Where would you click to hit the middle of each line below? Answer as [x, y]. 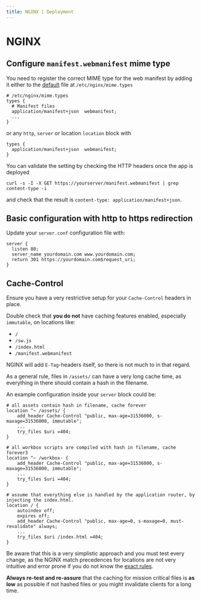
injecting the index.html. [40, 500]
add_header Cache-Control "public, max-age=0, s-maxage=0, [93, 521]
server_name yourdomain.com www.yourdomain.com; [74, 254]
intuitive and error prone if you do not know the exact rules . [80, 567]
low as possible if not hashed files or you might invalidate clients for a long [99, 585]
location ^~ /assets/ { [36, 411]
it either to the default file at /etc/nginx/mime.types [70, 84]
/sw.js [23, 341]
